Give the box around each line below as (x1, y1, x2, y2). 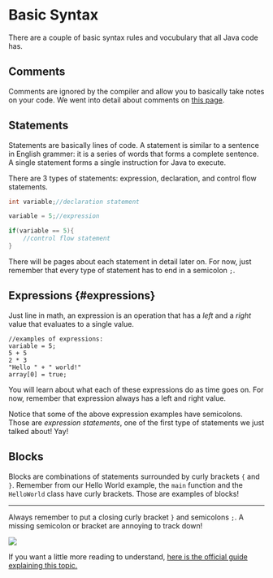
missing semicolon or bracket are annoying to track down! (8, 520, 203, 530)
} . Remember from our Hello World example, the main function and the (8, 480, 244, 489)
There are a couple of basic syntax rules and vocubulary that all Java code (8, 33, 258, 42)
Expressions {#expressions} (8, 289, 156, 302)
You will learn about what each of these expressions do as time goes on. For (8, 385, 264, 394)
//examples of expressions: (8, 335, 104, 343)
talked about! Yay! (8, 426, 69, 436)
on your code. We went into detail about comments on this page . (8, 95, 225, 105)
